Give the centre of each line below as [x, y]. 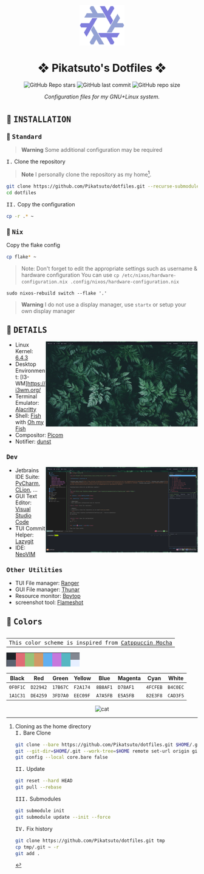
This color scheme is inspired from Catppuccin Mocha [90, 642]
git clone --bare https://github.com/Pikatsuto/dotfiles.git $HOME [102, 745]
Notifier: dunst [33, 441]
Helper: [24, 535]
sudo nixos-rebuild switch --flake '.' [57, 293]
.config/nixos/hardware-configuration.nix [125, 282]
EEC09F [82, 696]
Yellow [82, 678]
